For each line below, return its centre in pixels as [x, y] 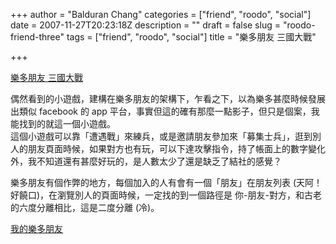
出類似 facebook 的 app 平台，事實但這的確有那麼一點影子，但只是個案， [161, 111]
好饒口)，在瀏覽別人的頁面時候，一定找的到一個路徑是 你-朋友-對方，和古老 [166, 195]
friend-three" [37, 37]
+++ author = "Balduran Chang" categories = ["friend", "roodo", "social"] [161, 14]
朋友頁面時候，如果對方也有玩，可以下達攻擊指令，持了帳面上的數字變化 [176, 148]
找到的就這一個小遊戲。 [67, 123]
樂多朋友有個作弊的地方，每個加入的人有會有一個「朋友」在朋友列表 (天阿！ [166, 182]
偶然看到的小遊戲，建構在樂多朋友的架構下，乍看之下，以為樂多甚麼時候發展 [168, 98]
